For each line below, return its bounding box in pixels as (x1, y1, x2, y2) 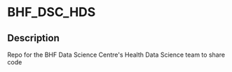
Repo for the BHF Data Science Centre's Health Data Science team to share (7, 50, 226, 59)
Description (7, 32, 60, 44)
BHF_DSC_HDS (7, 4, 96, 20)
